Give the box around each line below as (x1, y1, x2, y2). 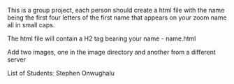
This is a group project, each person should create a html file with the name (7, 6, 225, 14)
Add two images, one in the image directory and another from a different (7, 48, 217, 56)
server (7, 55, 27, 64)
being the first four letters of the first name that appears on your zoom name (7, 13, 227, 22)
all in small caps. (7, 21, 55, 29)
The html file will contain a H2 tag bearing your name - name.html (7, 34, 196, 43)
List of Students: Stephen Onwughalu (7, 69, 115, 77)
